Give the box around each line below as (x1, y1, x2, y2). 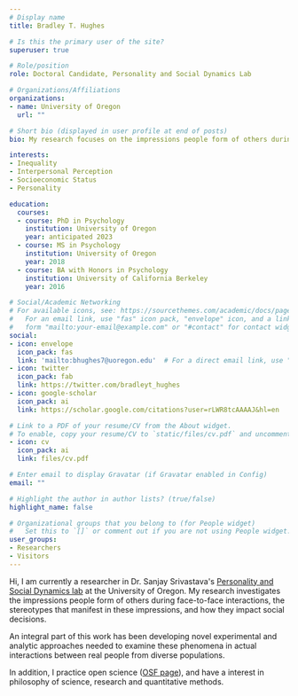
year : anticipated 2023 (25, 232, 114, 242)
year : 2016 (25, 282, 66, 291)
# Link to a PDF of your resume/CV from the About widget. (9, 421, 232, 430)
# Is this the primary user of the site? (9, 37, 165, 46)
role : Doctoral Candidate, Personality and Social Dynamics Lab (9, 70, 252, 79)
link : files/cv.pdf (17, 454, 90, 464)
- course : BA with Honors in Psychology (17, 265, 169, 275)
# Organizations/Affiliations (9, 86, 122, 95)
